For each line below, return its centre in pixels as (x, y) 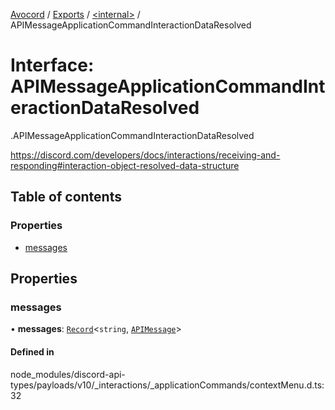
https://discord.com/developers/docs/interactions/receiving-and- (145, 155)
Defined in (32, 351)
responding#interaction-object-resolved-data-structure (125, 165)
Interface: (52, 65)
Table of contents (66, 197)
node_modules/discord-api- (68, 374)
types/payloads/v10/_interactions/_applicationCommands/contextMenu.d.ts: (167, 385)
